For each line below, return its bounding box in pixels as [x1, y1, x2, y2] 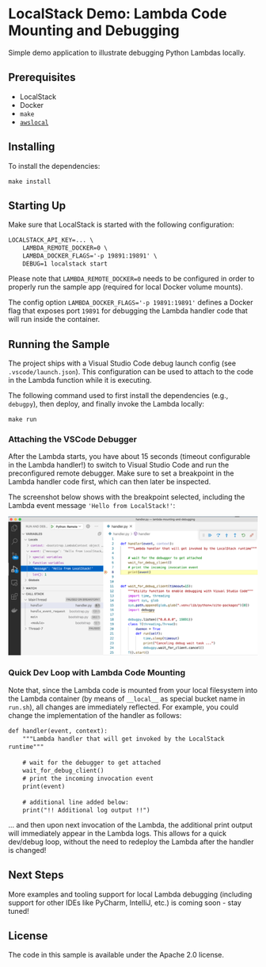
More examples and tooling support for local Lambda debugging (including [8, 889, 253, 899]
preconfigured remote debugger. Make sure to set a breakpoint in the [8, 468, 234, 478]
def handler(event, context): [8, 727, 108, 735]
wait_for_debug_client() [22, 766, 104, 774]
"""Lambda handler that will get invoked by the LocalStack [22, 735, 225, 743]
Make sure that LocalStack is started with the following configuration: [8, 220, 235, 230]
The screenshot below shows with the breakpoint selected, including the [8, 492, 245, 502]
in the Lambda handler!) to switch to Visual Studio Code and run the [8, 461, 230, 470]
